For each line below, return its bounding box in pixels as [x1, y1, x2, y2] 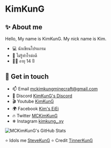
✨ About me [5, 23, 43, 31]
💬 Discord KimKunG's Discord [12, 93, 72, 99]
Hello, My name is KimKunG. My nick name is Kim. [5, 36, 107, 42]
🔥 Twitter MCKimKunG [12, 112, 58, 118]
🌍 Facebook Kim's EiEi [12, 106, 59, 111]
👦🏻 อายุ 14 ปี [12, 58, 35, 64]
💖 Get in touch [5, 72, 49, 81]
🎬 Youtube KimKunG [12, 98, 54, 104]
